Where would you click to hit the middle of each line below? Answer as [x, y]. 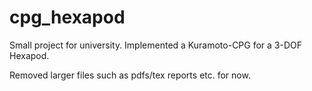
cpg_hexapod [67, 17]
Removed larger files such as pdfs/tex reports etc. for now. [130, 75]
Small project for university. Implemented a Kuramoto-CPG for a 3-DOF [156, 45]
